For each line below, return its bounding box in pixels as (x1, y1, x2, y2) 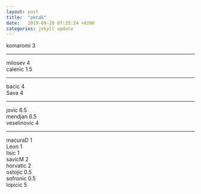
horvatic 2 (6, 162, 32, 169)
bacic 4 (6, 83, 25, 90)
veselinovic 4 (6, 120, 39, 127)
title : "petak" (6, 14, 47, 20)
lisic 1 (6, 150, 20, 157)
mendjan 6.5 (6, 113, 37, 120)
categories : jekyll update (6, 25, 74, 32)
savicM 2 (6, 156, 29, 163)
